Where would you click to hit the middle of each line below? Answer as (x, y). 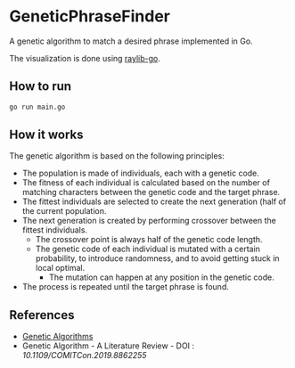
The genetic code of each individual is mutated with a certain (148, 249)
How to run (41, 86)
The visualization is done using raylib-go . (85, 58)
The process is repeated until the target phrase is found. (125, 287)
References (42, 315)
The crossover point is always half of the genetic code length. (149, 240)
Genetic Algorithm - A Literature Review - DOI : (108, 346)
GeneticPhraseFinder (90, 16)
